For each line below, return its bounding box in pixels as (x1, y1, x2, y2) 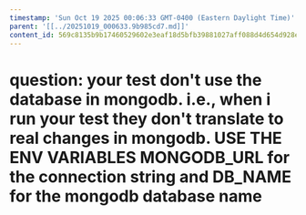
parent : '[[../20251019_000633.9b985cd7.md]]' (9, 22, 189, 31)
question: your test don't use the (9, 69, 262, 90)
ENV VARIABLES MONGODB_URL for (9, 147, 290, 168)
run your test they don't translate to (9, 108, 284, 128)
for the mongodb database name (9, 186, 262, 206)
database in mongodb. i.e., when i (9, 88, 271, 109)
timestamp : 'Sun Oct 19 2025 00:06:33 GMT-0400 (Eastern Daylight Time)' (9, 13, 296, 23)
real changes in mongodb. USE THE (9, 128, 282, 148)
